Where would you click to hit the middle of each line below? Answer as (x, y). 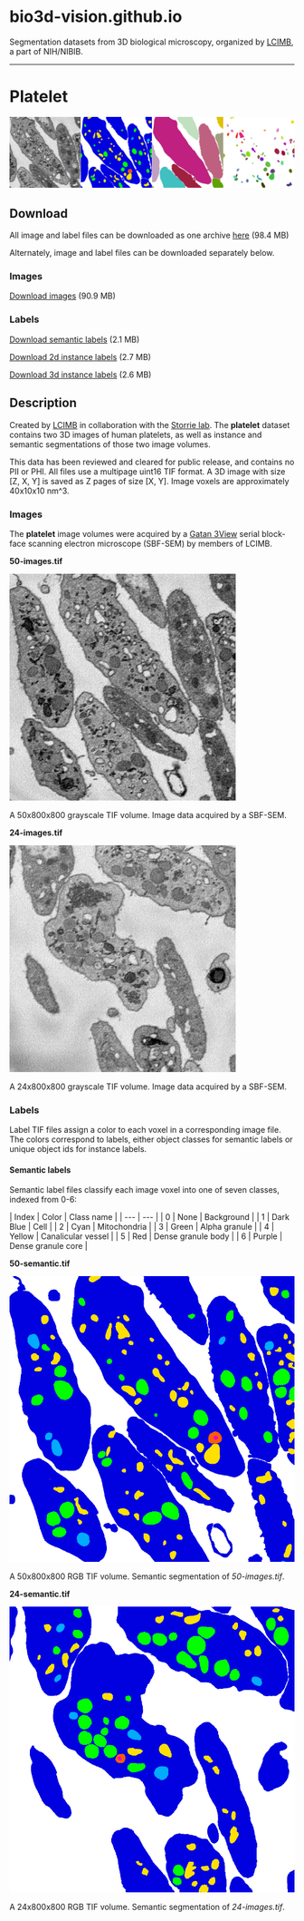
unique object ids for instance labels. (78, 1149)
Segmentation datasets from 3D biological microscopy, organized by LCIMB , (152, 42)
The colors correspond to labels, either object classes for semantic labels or (151, 1139)
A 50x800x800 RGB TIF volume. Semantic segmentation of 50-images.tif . (147, 1576)
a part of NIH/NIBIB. (47, 51)
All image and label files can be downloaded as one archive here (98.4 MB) (149, 235)
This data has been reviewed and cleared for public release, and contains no (152, 462)
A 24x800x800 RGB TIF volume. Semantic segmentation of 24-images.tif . (147, 1907)
